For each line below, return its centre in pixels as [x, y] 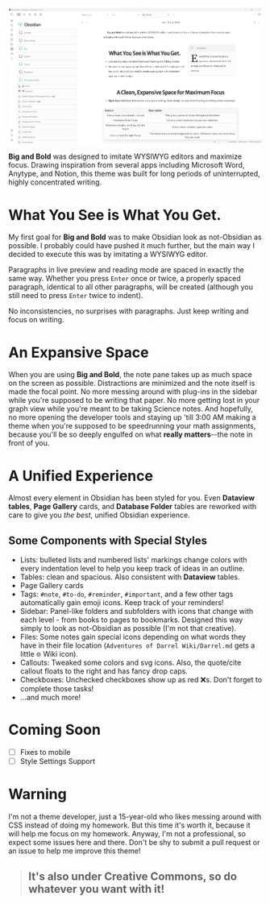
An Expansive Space [79, 352]
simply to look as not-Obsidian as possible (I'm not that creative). [128, 628]
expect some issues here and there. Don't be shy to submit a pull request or [134, 843]
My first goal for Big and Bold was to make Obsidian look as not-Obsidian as [135, 237]
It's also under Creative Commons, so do [133, 876]
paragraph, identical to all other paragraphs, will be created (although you [131, 287]
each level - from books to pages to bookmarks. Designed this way [131, 620]
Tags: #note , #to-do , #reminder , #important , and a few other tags [127, 594]
